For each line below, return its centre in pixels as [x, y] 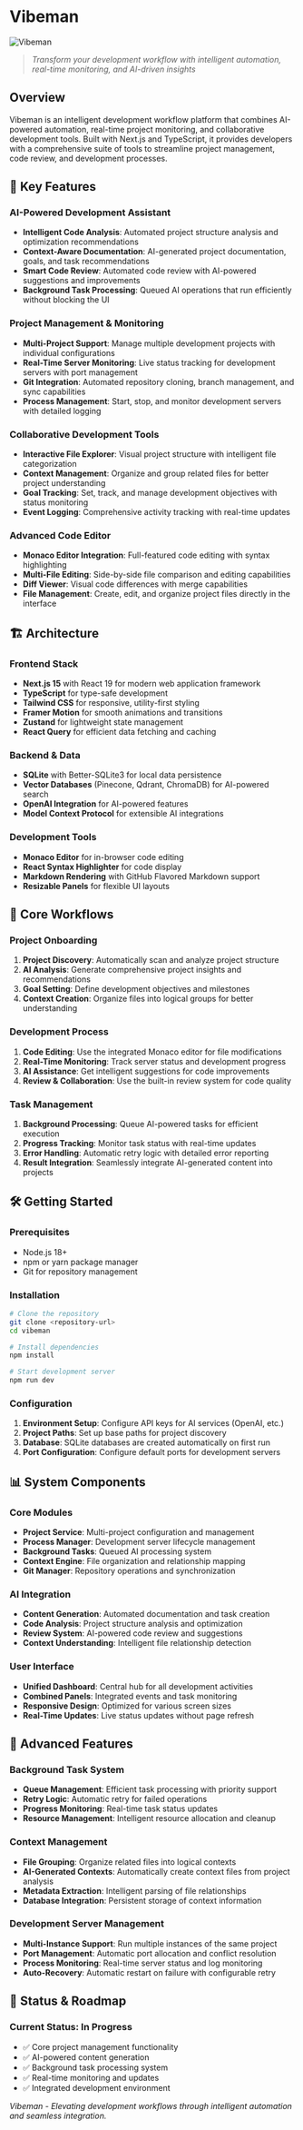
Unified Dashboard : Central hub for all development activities [138, 1686]
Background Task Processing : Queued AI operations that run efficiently [157, 290]
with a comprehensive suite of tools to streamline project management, [142, 148]
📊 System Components [78, 1482]
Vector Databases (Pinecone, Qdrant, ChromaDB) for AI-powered [146, 785]
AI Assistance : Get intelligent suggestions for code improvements [146, 1071]
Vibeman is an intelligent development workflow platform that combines [144, 119]
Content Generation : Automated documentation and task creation [146, 1614]
